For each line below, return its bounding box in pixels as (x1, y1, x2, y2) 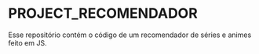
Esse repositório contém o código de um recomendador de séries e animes (8, 30, 252, 39)
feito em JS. (8, 38, 47, 47)
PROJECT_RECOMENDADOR (8, 5, 198, 22)
